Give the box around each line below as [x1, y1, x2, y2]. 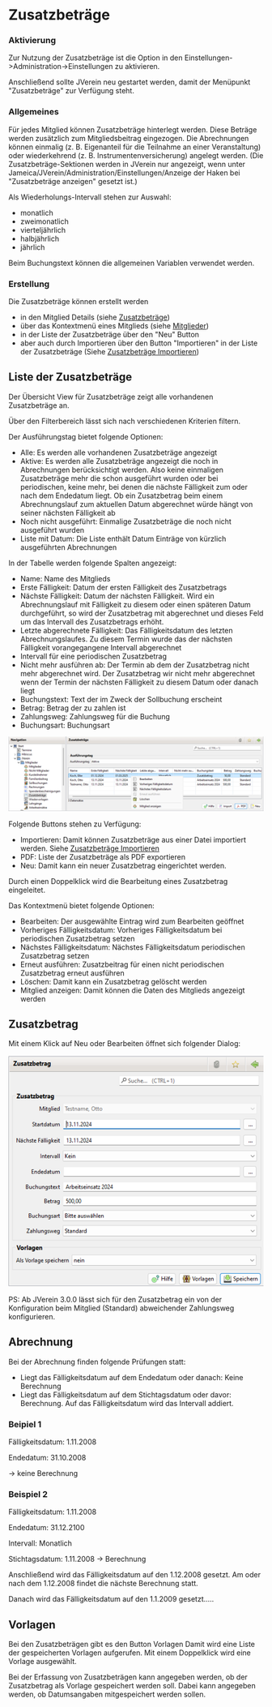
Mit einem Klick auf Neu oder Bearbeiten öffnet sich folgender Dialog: [8, 1039, 241, 1049]
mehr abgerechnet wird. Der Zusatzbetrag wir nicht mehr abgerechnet [19, 668, 255, 678]
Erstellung [8, 278, 50, 290]
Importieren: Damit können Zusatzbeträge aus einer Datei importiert [19, 834, 247, 844]
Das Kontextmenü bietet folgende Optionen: [8, 900, 155, 910]
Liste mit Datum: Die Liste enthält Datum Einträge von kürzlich [19, 534, 227, 543]
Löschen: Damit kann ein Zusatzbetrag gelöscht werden [19, 976, 207, 986]
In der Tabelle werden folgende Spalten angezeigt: [8, 558, 176, 568]
